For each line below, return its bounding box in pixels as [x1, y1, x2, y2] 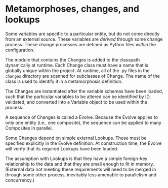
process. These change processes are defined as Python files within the [5, 41, 156, 47]
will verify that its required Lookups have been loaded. [5, 145, 119, 151]
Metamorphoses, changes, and [5, 3, 140, 15]
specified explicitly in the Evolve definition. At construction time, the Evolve [5, 140, 162, 146]
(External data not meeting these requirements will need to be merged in [5, 166, 156, 172]
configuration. [5, 47, 34, 53]
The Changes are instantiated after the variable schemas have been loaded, [5, 88, 163, 94]
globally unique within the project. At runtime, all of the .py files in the [5, 67, 150, 74]
